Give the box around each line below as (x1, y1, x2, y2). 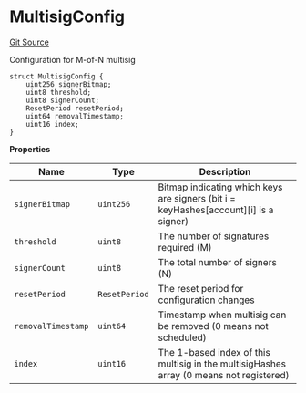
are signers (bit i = (158, 191, 237, 204)
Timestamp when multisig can (158, 308, 287, 321)
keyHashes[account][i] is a (158, 203, 274, 216)
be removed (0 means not (158, 319, 269, 332)
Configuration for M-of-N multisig (9, 54, 137, 65)
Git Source (9, 36, 50, 47)
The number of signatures (158, 230, 270, 243)
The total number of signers (158, 255, 278, 268)
